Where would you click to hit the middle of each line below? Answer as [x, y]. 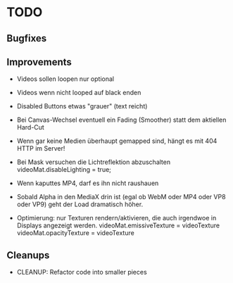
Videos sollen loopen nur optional [65, 79]
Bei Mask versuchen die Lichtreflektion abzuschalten [93, 162]
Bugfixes [27, 38]
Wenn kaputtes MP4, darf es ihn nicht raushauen [88, 183]
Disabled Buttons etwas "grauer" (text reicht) [82, 106]
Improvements [39, 62]
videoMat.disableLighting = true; [64, 170]
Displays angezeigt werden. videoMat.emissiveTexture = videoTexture [118, 225]
